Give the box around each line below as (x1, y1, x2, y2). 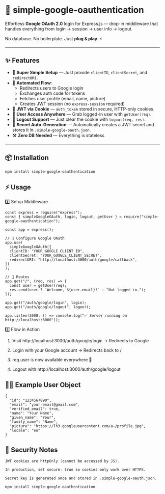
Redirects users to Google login (19, 85, 83, 91)
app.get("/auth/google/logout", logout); (5, 304, 91, 310)
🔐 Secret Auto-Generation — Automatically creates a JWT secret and (12, 121, 154, 127)
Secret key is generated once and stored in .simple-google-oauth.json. (5, 476, 157, 481)
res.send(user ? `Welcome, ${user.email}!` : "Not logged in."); (9, 287, 146, 293)
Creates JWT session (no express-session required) (19, 101, 125, 107)
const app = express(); (5, 227, 54, 232)
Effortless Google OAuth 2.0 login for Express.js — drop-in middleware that (5, 21, 158, 27)
